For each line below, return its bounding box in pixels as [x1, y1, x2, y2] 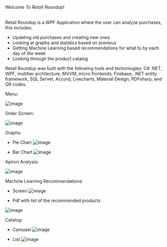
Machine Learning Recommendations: [5, 178, 83, 184]
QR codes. [5, 81, 27, 87]
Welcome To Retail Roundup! [5, 4, 65, 10]
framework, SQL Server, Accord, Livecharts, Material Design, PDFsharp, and [5, 76, 162, 82]
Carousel [12, 226, 31, 232]
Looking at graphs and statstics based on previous [12, 40, 117, 46]
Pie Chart [12, 139, 32, 145]
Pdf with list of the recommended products [12, 197, 101, 203]
